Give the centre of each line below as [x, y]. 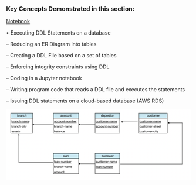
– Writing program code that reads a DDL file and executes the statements [96, 90]
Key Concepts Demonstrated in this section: [70, 9]
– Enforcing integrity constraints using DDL [58, 67]
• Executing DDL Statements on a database [58, 33]
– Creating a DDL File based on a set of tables [61, 56]
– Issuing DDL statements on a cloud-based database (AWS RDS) [85, 101]
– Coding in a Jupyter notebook [44, 78]
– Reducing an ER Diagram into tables [51, 44]
